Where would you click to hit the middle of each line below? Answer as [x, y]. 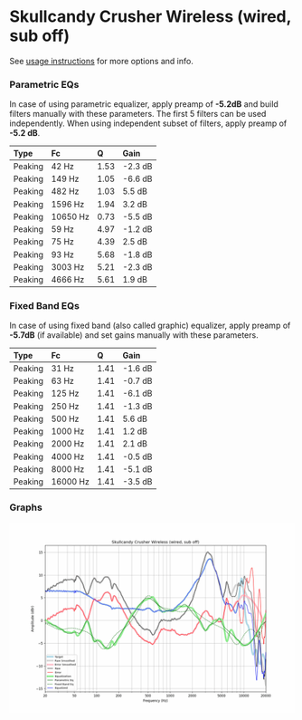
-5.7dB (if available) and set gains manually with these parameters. [134, 335]
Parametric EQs [44, 84]
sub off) [40, 36]
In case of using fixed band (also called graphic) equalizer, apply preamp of [150, 326]
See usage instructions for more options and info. [102, 61]
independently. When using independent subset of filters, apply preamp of [148, 123]
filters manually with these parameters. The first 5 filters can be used [138, 114]
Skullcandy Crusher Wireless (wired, [151, 17]
